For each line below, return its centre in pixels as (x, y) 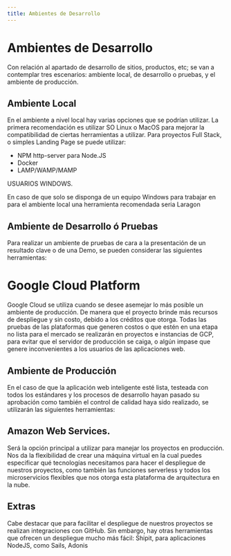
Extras (21, 506)
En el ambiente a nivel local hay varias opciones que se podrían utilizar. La (113, 120)
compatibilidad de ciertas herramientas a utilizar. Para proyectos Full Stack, (114, 135)
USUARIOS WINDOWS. (40, 183)
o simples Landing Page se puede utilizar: (67, 142)
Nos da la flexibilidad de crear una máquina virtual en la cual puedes (104, 455)
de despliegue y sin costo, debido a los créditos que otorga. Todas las (107, 320)
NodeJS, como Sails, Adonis (48, 545)
